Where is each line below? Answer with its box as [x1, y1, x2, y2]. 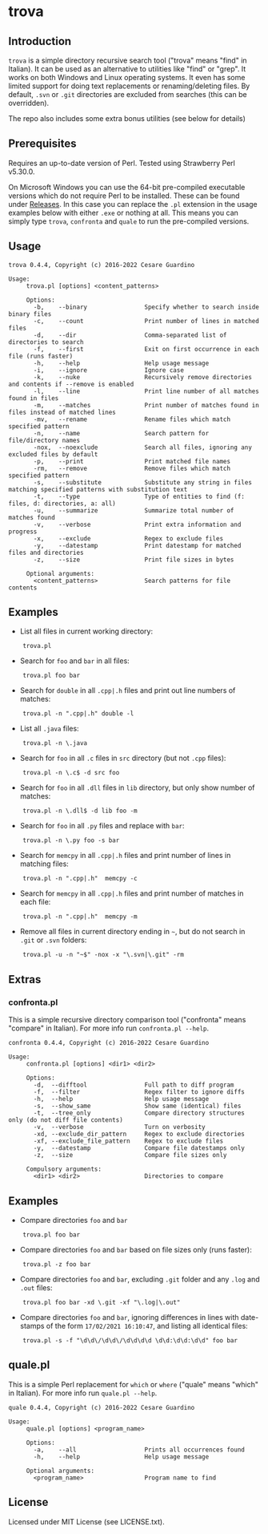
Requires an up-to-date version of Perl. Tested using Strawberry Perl [8, 158, 236, 168]
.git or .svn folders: [19, 935, 87, 945]
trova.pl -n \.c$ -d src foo [22, 769, 120, 777]
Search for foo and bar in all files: [19, 656, 130, 666]
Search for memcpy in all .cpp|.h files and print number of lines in [19, 851, 231, 860]
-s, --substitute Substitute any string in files [33, 478, 252, 487]
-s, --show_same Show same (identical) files [33, 1102, 242, 1111]
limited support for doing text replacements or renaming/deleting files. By [8, 81, 250, 91]
